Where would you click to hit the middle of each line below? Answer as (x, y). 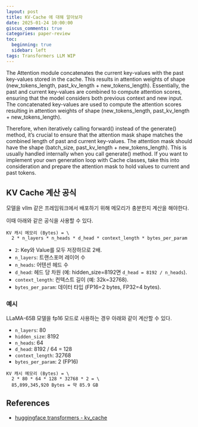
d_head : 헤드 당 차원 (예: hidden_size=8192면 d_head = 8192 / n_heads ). (101, 272)
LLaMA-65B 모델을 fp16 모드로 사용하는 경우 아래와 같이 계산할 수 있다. (89, 318)
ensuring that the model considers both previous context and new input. (95, 98)
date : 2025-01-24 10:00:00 (40, 23)
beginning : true (32, 45)
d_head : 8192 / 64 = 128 (43, 349)
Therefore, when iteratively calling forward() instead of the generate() (91, 128)
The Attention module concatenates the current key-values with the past (95, 72)
